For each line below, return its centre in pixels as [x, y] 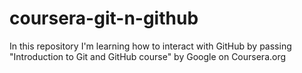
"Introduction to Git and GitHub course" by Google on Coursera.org [148, 56]
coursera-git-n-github [104, 18]
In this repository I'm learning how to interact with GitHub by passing [150, 46]
